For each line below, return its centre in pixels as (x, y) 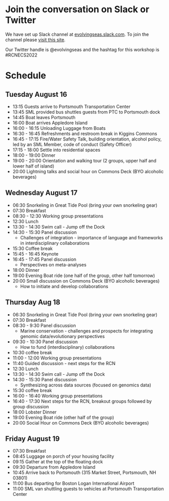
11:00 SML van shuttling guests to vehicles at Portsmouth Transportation (88, 489)
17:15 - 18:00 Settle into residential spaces (56, 150)
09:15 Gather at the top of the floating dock (58, 462)
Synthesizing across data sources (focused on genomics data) (86, 385)
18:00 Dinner (26, 270)
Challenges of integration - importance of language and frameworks (92, 237)
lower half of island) (33, 166)
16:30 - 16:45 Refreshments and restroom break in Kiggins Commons (85, 133)
